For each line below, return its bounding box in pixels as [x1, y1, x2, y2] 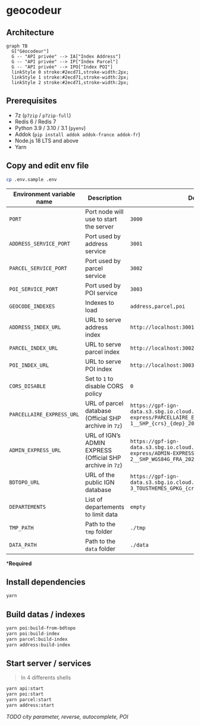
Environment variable [12, 190, 76, 198]
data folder [85, 544, 116, 552]
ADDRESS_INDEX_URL [9, 323, 61, 330]
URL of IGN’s [85, 431, 121, 439]
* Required [6, 560, 32, 567]
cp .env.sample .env [6, 177, 58, 183]
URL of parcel [85, 399, 124, 407]
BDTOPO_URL [9, 478, 40, 486]
